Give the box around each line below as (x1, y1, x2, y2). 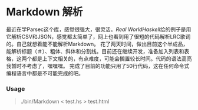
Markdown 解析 (6, 5, 84, 19)
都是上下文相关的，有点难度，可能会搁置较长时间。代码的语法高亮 (31, 55, 192, 62)
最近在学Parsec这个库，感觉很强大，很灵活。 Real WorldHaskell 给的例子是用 (6, 26, 192, 33)
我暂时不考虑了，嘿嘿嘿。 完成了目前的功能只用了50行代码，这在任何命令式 (6, 62, 190, 69)
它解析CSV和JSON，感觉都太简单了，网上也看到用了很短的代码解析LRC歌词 (6, 33, 191, 40)
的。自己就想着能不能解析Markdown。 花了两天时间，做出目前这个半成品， (6, 40, 189, 47)
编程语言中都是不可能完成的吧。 (6, 70, 84, 77)
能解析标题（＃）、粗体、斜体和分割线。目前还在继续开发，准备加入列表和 (6, 47, 184, 54)
